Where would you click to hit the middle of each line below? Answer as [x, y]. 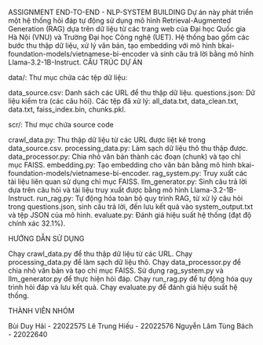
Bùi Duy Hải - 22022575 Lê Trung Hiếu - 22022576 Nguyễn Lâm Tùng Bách [131, 326]
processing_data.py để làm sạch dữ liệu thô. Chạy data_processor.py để [125, 262]
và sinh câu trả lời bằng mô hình [202, 54]
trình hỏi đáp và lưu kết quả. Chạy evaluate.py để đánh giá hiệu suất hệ [123, 287]
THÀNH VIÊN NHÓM [41, 311]
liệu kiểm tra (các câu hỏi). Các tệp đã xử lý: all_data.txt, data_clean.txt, [123, 101]
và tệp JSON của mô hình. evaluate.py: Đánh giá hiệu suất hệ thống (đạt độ [130, 215]
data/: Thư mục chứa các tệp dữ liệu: [68, 77]
